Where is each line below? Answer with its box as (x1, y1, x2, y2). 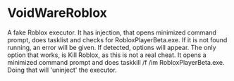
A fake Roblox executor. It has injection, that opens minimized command (7, 28, 217, 37)
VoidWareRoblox (7, 5, 108, 21)
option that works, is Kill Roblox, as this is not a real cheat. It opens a (7, 51, 207, 59)
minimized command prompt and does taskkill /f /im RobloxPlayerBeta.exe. (7, 58, 225, 66)
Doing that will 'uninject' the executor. (7, 66, 118, 74)
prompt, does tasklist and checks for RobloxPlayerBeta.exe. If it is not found (7, 35, 228, 44)
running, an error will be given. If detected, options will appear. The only (7, 43, 216, 51)
